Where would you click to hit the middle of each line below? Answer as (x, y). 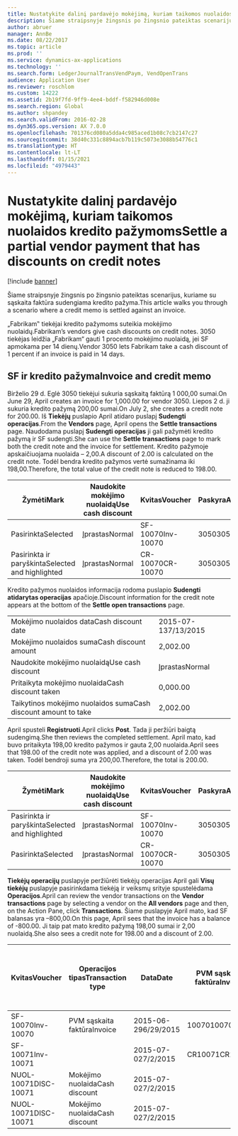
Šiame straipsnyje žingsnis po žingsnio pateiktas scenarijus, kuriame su (112, 295)
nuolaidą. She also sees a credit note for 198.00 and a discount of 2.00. (110, 933)
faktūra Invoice (92, 1029)
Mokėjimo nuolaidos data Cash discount (76, 621)
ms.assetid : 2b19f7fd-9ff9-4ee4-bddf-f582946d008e (84, 100)
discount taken (35, 691)
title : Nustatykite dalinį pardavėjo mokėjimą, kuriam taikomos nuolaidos (120, 14)
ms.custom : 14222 (33, 93)
